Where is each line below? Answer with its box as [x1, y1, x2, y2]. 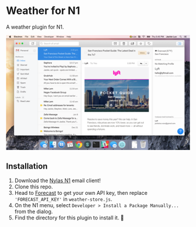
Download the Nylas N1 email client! [14, 177, 101, 184]
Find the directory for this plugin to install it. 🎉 [14, 214, 124, 221]
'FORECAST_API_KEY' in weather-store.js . [14, 195, 113, 202]
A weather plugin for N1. [6, 23, 64, 30]
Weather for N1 [6, 4, 80, 18]
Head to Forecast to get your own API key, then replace [14, 189, 148, 196]
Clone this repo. [14, 183, 53, 190]
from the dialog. [14, 208, 53, 215]
